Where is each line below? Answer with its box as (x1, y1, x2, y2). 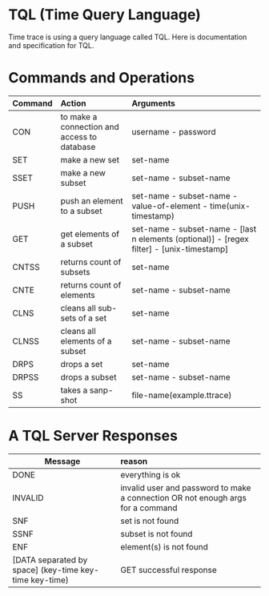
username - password (131, 126, 216, 137)
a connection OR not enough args (119, 492, 247, 503)
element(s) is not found (119, 541, 208, 552)
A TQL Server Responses (8, 427, 179, 445)
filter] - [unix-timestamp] (131, 243, 229, 254)
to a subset (60, 205, 102, 216)
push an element (60, 195, 123, 206)
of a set (78, 312, 106, 324)
